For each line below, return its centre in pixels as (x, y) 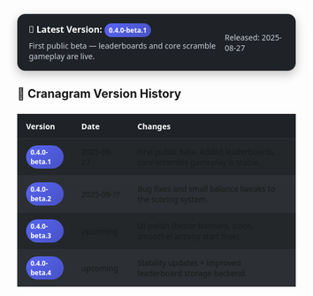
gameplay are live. (62, 56)
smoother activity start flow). (189, 236)
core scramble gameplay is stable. (199, 163)
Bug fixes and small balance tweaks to (206, 189)
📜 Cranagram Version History (99, 94)
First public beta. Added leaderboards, (206, 152)
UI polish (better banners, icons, (195, 226)
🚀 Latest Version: (65, 30)
